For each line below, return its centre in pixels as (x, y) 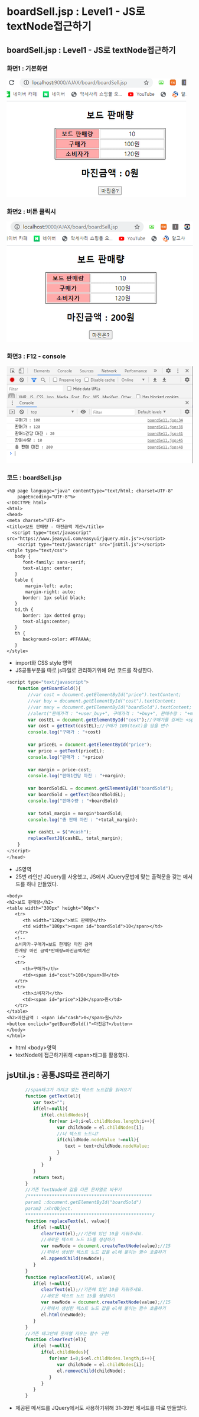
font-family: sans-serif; (54, 562)
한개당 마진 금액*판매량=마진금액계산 (52, 951)
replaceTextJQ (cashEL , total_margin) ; (76, 838)
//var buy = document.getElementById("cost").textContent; (102, 701)
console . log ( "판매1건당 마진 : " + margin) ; (77, 776)
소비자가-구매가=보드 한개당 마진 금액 (54, 944)
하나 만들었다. (42, 884)
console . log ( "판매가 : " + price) (66, 757)
